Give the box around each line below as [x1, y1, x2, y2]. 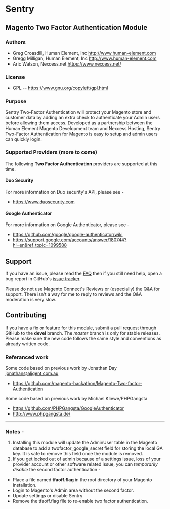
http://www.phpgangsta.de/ [12, 411, 71, 417]
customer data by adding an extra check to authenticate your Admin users [5, 115, 160, 121]
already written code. [5, 341, 50, 347]
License [5, 73, 25, 80]
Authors [5, 39, 26, 46]
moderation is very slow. [5, 296, 57, 302]
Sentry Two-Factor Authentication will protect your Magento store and [5, 109, 152, 115]
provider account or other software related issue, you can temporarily [12, 461, 158, 467]
